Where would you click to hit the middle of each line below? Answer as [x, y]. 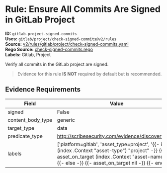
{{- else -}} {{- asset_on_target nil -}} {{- [105, 163]
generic [66, 120]
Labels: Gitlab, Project [28, 54]
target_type [21, 128]
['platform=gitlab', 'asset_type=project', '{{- [108, 144]
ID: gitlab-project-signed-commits [41, 33]
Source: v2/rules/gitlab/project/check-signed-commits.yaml [67, 44]
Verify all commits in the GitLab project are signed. [57, 64]
